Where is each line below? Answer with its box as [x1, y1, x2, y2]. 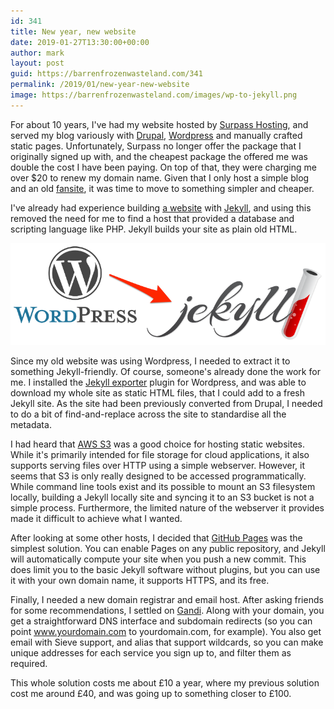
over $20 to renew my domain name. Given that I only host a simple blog [10, 171, 310, 184]
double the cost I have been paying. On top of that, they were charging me [10, 161, 317, 173]
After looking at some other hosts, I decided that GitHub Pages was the [10, 531, 303, 544]
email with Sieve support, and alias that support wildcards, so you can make [10, 636, 324, 648]
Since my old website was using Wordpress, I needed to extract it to [10, 355, 291, 367]
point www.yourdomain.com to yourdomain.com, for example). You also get [10, 625, 322, 637]
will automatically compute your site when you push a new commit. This [10, 553, 307, 565]
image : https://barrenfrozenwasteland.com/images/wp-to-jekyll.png [10, 90, 298, 100]
